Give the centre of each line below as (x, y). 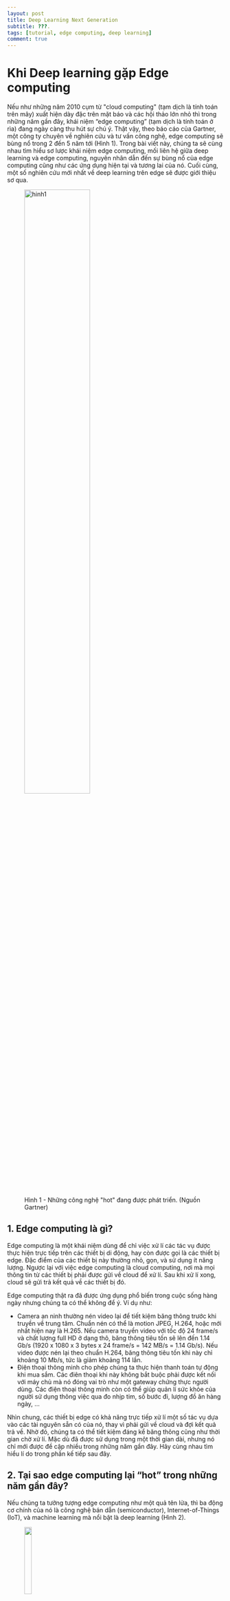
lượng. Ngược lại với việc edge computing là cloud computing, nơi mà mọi (111, 1267)
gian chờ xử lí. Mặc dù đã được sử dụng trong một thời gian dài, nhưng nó (111, 1439)
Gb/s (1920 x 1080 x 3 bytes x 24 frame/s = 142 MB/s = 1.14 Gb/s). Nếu (117, 1345)
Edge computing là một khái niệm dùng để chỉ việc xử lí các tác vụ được (109, 1245)
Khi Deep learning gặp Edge (88, 73)
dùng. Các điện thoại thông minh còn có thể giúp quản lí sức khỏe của (116, 1389)
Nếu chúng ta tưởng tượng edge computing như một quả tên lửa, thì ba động (115, 1503)
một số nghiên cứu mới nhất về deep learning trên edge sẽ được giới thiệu (112, 173)
